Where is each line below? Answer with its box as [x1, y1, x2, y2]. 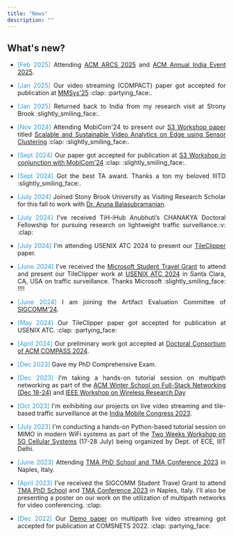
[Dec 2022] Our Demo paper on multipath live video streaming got [17, 514, 226, 523]
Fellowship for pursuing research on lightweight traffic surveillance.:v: [17, 221, 226, 229]
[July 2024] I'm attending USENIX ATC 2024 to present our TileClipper [17, 242, 226, 250]
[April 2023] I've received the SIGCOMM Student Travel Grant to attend [17, 479, 226, 487]
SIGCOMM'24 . [17, 306, 59, 314]
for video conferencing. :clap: [17, 501, 102, 509]
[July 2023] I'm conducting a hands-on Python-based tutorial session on [17, 423, 226, 431]
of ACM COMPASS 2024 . [17, 347, 89, 355]
